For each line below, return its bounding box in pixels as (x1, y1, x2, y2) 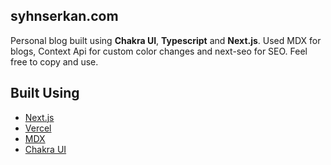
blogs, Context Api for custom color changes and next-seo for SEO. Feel (10, 45, 308, 57)
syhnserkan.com (10, 8, 119, 25)
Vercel (24, 122, 52, 134)
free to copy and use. (10, 55, 99, 68)
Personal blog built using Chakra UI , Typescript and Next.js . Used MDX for (10, 34, 322, 46)
